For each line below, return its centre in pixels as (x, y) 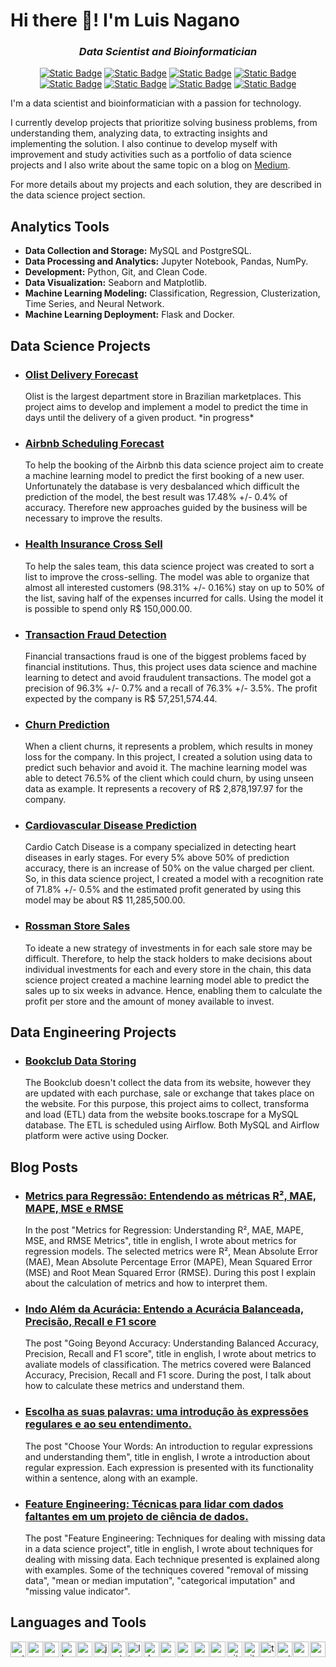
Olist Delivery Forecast (81, 374)
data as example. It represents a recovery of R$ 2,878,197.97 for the (163, 789)
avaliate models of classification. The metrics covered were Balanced (168, 1365)
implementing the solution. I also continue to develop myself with (144, 144)
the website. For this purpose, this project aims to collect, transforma (167, 1104)
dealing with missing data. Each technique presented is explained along (172, 1560)
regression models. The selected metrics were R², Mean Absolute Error (171, 1251)
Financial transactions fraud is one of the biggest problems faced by (165, 656)
